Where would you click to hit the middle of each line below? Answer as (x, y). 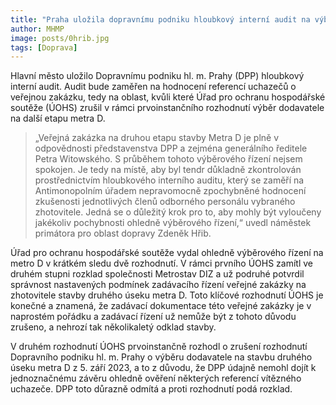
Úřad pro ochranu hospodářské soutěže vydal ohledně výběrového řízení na (167, 253)
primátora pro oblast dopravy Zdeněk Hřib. (123, 233)
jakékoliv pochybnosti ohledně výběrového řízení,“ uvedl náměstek (173, 223)
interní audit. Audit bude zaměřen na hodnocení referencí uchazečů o (153, 87)
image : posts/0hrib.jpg (60, 38)
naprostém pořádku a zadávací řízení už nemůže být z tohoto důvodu (153, 317)
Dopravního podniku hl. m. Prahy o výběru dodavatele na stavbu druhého (161, 357)
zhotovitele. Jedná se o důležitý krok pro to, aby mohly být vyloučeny (178, 212)
